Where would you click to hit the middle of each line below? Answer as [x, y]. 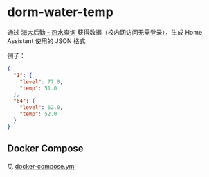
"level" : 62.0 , [42, 108]
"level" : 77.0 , [42, 82]
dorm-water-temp [61, 12]
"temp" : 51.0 [38, 88]
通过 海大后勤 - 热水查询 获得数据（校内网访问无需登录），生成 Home [105, 32]
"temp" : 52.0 [38, 114]
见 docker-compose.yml [42, 166]
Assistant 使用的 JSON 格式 [46, 41]
